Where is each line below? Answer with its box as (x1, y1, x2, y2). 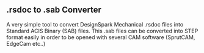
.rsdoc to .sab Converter (6, 5, 102, 15)
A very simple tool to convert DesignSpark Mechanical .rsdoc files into (6, 20, 184, 28)
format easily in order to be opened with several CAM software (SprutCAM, (6, 33, 195, 41)
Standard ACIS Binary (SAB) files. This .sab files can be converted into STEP (6, 27, 199, 34)
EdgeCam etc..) (6, 40, 46, 47)
